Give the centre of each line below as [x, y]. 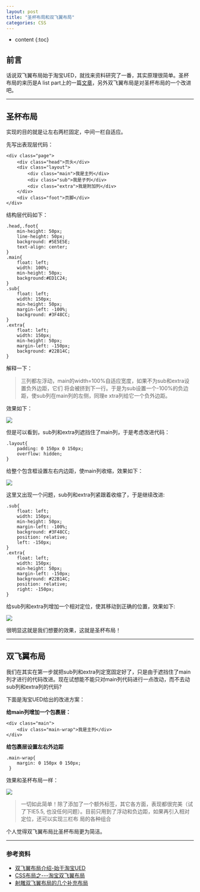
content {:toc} [32, 40]
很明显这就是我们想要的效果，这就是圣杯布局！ [63, 630]
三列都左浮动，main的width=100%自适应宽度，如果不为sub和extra [102, 381]
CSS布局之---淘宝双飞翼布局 [50, 875]
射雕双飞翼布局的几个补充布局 [51, 883]
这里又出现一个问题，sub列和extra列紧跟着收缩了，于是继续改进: [85, 495]
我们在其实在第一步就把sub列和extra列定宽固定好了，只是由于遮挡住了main [99, 672]
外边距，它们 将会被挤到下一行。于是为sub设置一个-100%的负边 [110, 388]
